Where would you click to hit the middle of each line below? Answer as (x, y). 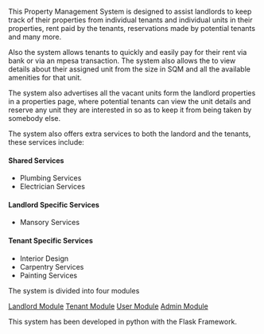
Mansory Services (50, 223)
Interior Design (44, 258)
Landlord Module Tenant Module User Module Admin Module (108, 306)
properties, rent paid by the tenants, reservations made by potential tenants (132, 28)
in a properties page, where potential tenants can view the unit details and (130, 101)
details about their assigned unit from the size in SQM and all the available (129, 69)
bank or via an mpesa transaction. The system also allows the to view (122, 60)
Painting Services (49, 275)
